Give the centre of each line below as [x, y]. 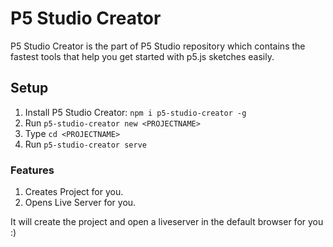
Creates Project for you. [74, 192]
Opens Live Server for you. [80, 203]
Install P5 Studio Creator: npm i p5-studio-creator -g [135, 112]
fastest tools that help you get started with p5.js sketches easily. [142, 56]
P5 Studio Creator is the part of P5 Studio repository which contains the [158, 46]
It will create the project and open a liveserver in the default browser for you [167, 222]
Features [32, 170]
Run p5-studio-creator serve [85, 144]
